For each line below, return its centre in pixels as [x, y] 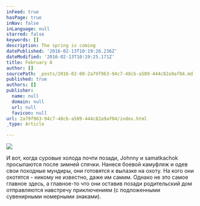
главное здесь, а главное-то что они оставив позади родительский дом [99, 184]
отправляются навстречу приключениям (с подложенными [83, 190]
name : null [25, 96]
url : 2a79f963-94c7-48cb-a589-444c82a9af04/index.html [77, 118]
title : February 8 [29, 62]
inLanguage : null [28, 29]
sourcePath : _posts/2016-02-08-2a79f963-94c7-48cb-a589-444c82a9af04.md [100, 74]
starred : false [25, 34]
